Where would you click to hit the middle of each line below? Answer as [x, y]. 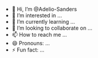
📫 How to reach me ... [39, 35]
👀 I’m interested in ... [37, 15]
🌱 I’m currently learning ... [43, 22]
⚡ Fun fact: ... [28, 50]
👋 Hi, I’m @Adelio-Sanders [44, 9]
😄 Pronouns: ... [31, 43]
